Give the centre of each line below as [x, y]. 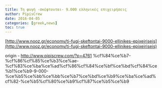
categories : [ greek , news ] [31, 23]
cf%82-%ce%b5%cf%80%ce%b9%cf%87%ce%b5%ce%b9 [67, 81]
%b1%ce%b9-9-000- [27, 71]
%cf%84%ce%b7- [112, 56]
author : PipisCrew [24, 14]
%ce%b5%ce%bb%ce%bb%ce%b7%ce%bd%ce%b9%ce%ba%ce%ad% [81, 76]
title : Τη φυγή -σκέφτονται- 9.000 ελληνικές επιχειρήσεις [66, 9]
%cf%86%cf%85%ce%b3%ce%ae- [42, 61]
